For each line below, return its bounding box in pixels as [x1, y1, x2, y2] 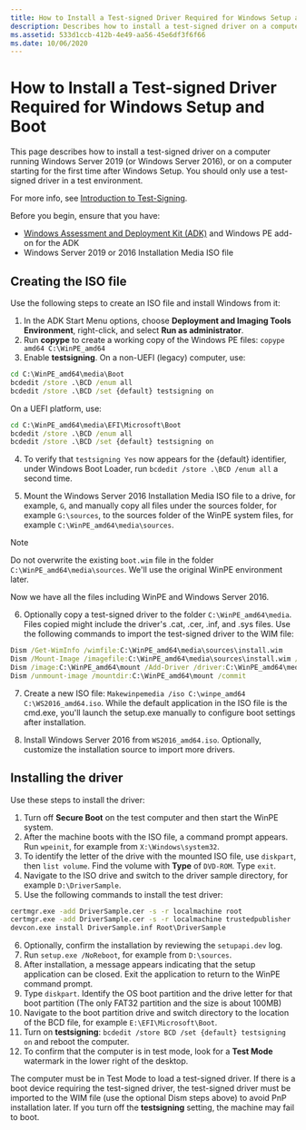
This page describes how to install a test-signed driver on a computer [10, 146, 271, 157]
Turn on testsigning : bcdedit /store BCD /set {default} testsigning [23, 1027, 287, 1037]
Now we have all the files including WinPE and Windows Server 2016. [10, 592, 270, 603]
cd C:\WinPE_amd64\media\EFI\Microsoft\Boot [10, 420, 182, 429]
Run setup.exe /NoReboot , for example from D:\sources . [23, 949, 232, 960]
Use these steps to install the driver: [10, 794, 145, 805]
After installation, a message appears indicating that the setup [23, 959, 256, 970]
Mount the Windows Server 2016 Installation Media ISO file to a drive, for [23, 491, 296, 502]
